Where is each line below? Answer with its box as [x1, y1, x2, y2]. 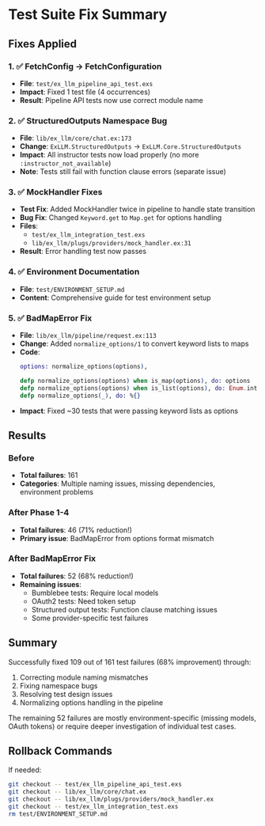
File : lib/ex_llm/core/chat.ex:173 [19, 133, 132, 143]
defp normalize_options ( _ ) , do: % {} [19, 392, 141, 400]
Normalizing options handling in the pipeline [19, 698, 164, 707]
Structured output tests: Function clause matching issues [31, 604, 218, 614]
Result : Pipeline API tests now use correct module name [19, 95, 203, 104]
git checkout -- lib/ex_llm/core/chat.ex [8, 788, 147, 796]
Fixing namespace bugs [19, 680, 98, 690]
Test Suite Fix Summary [8, 6, 168, 24]
